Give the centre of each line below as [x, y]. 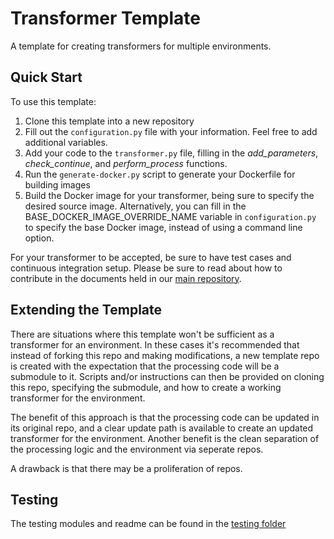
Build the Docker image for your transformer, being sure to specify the [169, 195]
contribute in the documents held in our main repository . [126, 278]
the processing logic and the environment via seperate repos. [137, 449]
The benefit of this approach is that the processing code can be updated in [165, 417]
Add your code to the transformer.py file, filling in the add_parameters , [171, 153]
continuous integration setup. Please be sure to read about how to [146, 268]
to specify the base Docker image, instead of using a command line [163, 227]
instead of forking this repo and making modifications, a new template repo [165, 355]
